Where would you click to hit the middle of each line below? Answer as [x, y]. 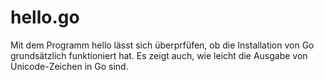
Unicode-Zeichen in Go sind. [69, 66]
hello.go [45, 17]
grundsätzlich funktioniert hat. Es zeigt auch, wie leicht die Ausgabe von [159, 55]
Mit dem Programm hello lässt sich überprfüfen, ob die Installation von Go [162, 45]
